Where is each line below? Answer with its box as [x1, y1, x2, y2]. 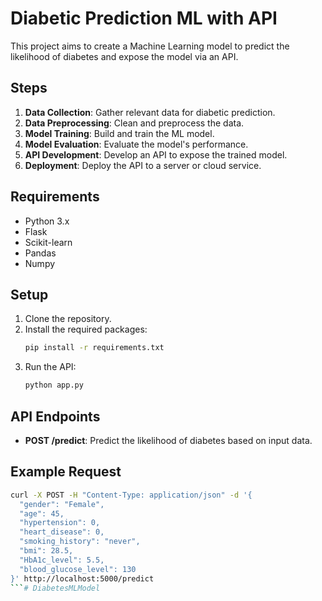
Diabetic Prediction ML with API [10, 7, 278, 30]
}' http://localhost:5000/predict [10, 573, 155, 584]
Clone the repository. [24, 313, 112, 325]
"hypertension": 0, [19, 518, 101, 528]
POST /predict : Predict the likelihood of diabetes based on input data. [24, 434, 313, 446]
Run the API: [24, 361, 77, 373]
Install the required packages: [24, 323, 148, 336]
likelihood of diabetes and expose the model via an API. [10, 50, 239, 62]
